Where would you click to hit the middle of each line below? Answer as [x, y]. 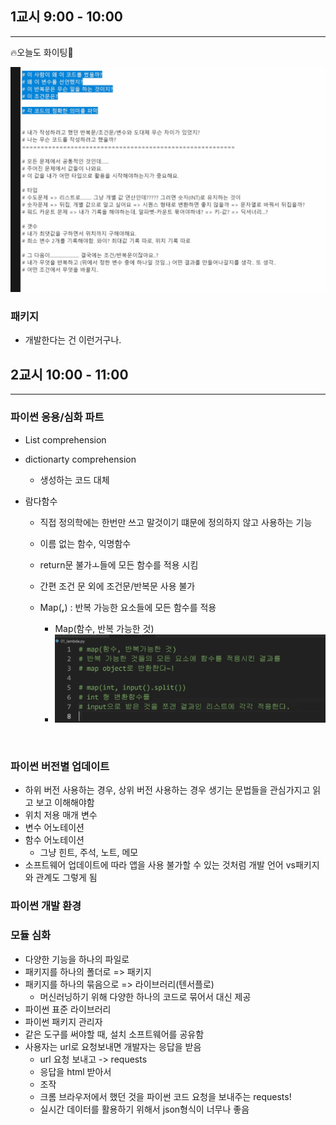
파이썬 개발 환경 [46, 906]
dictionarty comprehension [80, 459]
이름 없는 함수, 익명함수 [85, 543]
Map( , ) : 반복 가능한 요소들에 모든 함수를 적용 [128, 607]
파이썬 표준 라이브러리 [68, 1009]
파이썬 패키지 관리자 [63, 1021]
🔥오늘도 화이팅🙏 [42, 52]
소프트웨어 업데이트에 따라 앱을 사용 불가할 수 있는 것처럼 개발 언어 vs [160, 865]
